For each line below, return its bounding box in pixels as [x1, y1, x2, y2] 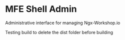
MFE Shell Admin [5, 3, 77, 15]
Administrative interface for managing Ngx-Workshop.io [5, 20, 120, 26]
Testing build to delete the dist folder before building [5, 29, 113, 35]
